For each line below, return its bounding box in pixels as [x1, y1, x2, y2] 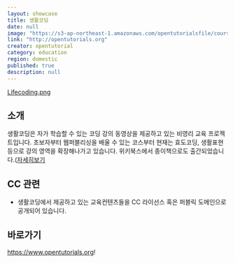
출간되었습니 [190, 147, 225, 156]
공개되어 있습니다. [17, 206, 66, 215]
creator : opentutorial [7, 43, 73, 50]
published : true [7, 62, 55, 69]
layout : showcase [7, 10, 58, 17]
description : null [7, 68, 61, 75]
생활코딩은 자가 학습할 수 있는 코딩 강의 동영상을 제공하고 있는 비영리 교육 [7, 130, 207, 138]
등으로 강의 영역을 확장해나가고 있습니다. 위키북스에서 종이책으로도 [7, 147, 189, 156]
